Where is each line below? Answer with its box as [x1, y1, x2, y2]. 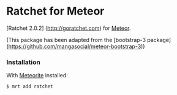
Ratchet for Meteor [6, 4, 105, 18]
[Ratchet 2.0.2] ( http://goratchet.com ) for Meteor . [6, 24, 131, 32]
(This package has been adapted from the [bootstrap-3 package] [6, 36, 171, 43]
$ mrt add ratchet [6, 83, 53, 90]
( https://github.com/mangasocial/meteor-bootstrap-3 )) [6, 43, 145, 50]
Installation [6, 58, 41, 66]
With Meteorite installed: [6, 72, 69, 79]
